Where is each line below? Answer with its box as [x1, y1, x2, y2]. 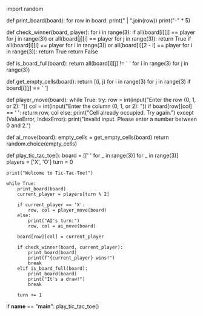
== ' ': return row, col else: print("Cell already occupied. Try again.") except [6, 109, 194, 116]
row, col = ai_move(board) [28, 223, 96, 229]
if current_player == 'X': [17, 202, 85, 208]
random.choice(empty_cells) [6, 140, 78, 147]
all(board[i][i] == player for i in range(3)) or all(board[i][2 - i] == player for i [6, 42, 193, 49]
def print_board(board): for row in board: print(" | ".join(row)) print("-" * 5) [6, 17, 191, 24]
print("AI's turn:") [28, 218, 80, 224]
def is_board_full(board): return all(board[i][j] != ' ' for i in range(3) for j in [6, 60, 189, 67]
